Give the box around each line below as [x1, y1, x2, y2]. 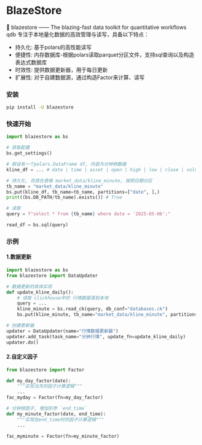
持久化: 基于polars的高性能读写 [14, 43, 92, 51]
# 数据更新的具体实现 [6, 283, 52, 289]
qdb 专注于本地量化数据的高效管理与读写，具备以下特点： [6, 31, 149, 38]
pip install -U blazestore [6, 104, 74, 110]
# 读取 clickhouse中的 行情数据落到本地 [17, 295, 109, 301]
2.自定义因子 [6, 353, 38, 361]
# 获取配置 [6, 145, 30, 151]
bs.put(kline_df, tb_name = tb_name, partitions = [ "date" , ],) [6, 189, 161, 195]
